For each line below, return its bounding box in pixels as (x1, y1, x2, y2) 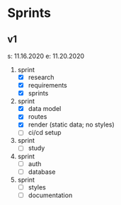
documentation (28, 191, 73, 199)
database (28, 168, 56, 176)
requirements (28, 81, 67, 90)
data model (28, 105, 62, 113)
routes (28, 112, 47, 121)
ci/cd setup (28, 129, 62, 137)
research (28, 73, 54, 81)
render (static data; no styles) (28, 120, 115, 129)
